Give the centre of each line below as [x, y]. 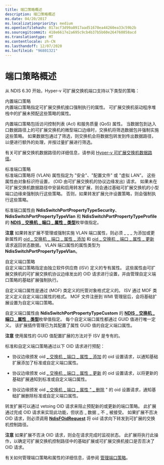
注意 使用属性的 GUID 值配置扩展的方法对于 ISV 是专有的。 [64, 336]
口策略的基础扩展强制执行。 [33, 280]
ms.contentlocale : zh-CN [30, 42]
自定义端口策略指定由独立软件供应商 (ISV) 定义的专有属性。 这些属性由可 [78, 268]
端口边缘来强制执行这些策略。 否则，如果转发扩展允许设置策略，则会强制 [78, 194]
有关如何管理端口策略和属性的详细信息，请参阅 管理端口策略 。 [68, 458]
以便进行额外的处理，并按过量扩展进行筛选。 [50, 142]
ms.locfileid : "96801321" [31, 50]
